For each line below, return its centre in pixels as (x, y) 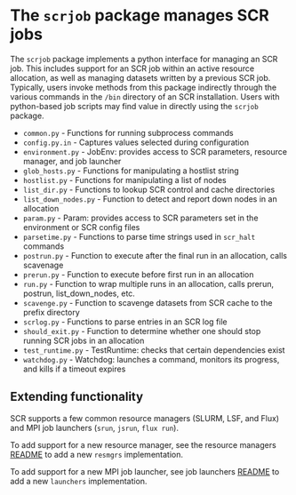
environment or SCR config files (81, 227)
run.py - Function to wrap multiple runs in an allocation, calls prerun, (148, 283)
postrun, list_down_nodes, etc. (79, 293)
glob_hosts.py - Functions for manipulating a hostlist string (131, 171)
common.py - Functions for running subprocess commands (128, 132)
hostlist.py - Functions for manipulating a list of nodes (124, 180)
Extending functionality (77, 397)
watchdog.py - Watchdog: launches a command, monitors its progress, (151, 359)
